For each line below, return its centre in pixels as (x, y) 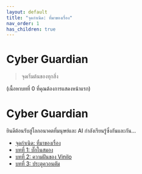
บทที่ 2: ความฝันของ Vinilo (43, 157)
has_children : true (31, 29)
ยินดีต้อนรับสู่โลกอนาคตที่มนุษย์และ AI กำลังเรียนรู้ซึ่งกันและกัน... (71, 131)
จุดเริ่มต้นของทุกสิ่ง (40, 77)
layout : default (27, 12)
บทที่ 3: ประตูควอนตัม (37, 164)
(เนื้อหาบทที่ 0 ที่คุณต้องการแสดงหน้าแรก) (48, 89)
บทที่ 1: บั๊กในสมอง (34, 150)
